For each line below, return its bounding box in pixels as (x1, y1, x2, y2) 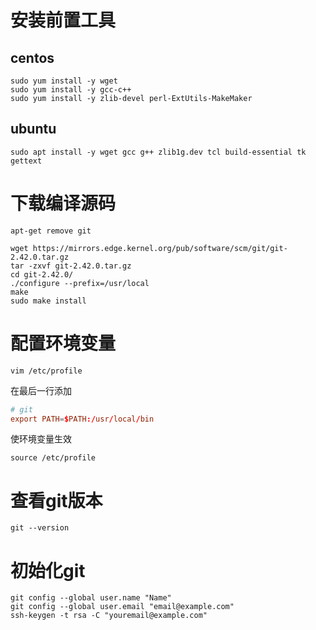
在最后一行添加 (10, 384, 72, 396)
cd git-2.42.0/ (10, 269, 74, 280)
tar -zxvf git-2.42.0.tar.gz (10, 261, 132, 271)
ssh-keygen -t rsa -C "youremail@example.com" (10, 611, 208, 621)
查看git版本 (10, 489, 103, 512)
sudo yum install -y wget (10, 76, 118, 86)
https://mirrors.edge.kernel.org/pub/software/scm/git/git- (32, 243, 288, 253)
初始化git (10, 559, 86, 582)
